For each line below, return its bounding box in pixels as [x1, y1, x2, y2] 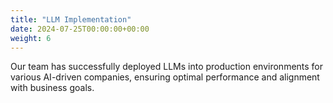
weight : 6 [10, 33, 52, 43]
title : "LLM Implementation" [10, 14, 132, 25]
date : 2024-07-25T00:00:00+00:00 [10, 24, 150, 34]
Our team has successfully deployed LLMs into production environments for [10, 61, 324, 73]
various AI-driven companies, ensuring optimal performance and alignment [10, 71, 320, 83]
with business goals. [10, 82, 95, 94]
